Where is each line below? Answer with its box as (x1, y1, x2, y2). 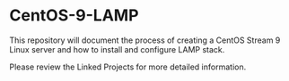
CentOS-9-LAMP (9, 5, 139, 26)
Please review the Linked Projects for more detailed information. (9, 61, 247, 72)
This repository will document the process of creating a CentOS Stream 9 (9, 35, 281, 45)
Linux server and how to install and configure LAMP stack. (9, 44, 225, 54)
